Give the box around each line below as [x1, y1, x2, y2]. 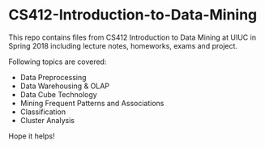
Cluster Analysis [19, 115, 75, 125]
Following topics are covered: [8, 57, 107, 66]
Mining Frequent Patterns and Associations [19, 98, 165, 108]
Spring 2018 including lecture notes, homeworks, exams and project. [8, 40, 237, 50]
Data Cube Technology [19, 89, 97, 99]
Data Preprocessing [19, 72, 87, 82]
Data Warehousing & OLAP [19, 81, 110, 91]
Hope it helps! [8, 131, 55, 141]
